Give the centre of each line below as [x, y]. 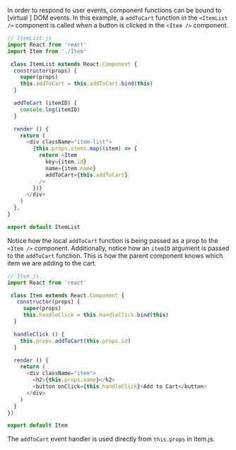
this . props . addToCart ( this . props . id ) [76, 341]
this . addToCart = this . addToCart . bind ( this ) [87, 84]
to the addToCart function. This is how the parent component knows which [115, 255]
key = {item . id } [66, 162]
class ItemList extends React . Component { [74, 64]
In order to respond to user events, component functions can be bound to [114, 10]
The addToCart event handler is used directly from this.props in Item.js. [111, 439]
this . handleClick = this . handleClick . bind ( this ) [96, 315]
